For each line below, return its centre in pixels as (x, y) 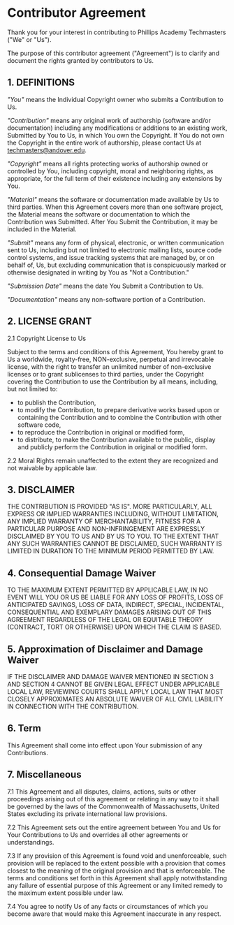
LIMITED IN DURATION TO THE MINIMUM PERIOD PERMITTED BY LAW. (111, 551)
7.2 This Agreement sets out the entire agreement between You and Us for (114, 827)
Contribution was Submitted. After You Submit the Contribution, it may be (112, 221)
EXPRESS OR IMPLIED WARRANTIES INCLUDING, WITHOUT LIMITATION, (113, 514)
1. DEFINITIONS (41, 83)
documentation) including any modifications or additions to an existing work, (117, 128)
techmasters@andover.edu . (47, 150)
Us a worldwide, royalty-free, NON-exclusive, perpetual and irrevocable (111, 359)
